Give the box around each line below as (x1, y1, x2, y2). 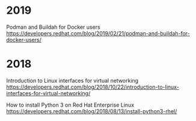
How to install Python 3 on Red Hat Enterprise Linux (6, 101, 135, 108)
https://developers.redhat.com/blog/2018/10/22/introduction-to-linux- (6, 83, 179, 90)
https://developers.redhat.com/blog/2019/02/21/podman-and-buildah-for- (6, 29, 191, 37)
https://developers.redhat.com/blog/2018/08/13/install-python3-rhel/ (6, 107, 177, 114)
